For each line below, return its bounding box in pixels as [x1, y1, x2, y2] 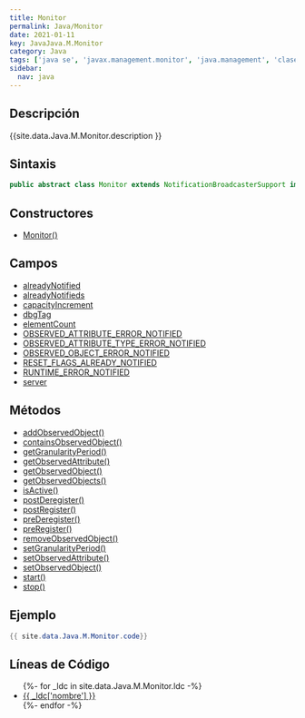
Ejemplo [9, 607, 56, 623]
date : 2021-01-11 [9, 30, 75, 39]
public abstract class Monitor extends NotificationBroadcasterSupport [9, 181, 286, 190]
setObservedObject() [22, 562, 103, 573]
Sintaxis [9, 156, 57, 172]
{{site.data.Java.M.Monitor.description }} [9, 130, 162, 141]
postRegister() [22, 504, 77, 515]
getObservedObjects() [22, 475, 107, 486]
